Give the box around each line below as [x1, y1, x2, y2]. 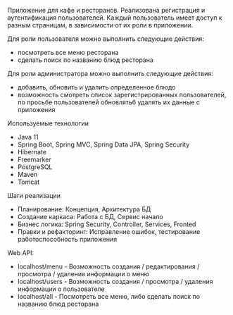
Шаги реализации [7, 192, 61, 199]
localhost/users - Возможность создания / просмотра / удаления [17, 278, 213, 285]
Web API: [7, 249, 34, 257]
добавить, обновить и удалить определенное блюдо [17, 83, 176, 91]
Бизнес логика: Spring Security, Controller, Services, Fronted [17, 220, 196, 228]
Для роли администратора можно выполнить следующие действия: [7, 70, 213, 78]
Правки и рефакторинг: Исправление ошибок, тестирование [17, 228, 201, 235]
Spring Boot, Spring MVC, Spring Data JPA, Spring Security [17, 140, 190, 149]
